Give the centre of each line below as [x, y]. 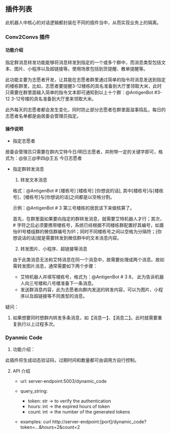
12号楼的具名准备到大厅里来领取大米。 [56, 99]
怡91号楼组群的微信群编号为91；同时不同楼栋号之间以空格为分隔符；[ [85, 232]
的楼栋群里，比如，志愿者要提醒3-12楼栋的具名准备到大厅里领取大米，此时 [83, 86]
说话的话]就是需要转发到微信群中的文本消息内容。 [69, 238]
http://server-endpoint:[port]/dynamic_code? [99, 422]
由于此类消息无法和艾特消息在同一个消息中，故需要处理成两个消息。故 [86, 260]
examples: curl [36, 422]
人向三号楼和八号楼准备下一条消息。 [58, 283]
